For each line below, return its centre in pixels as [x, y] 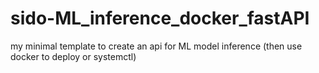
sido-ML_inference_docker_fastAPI [160, 18]
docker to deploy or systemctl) [73, 56]
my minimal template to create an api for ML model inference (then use [156, 46]
